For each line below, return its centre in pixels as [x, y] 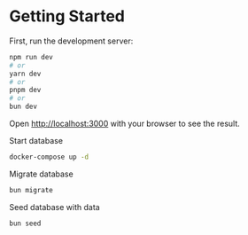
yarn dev [25, 74]
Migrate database [41, 174]
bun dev [23, 107]
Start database [36, 141]
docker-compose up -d [49, 157]
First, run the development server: [71, 41]
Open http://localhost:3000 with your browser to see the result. [125, 124]
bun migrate [31, 190]
